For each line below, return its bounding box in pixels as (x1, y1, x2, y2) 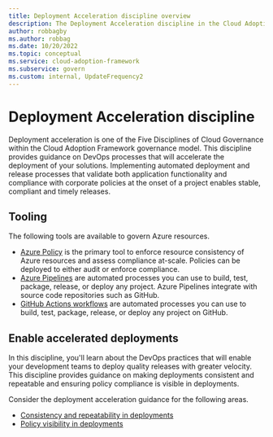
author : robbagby (8, 27, 67, 35)
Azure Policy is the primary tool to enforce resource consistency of (19, 247, 245, 257)
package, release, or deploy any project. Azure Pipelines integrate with (19, 282, 258, 291)
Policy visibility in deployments (19, 419, 123, 429)
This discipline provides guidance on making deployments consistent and (8, 370, 254, 380)
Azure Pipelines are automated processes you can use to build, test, (19, 273, 249, 283)
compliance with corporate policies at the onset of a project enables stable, (8, 177, 262, 187)
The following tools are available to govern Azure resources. (8, 231, 210, 241)
